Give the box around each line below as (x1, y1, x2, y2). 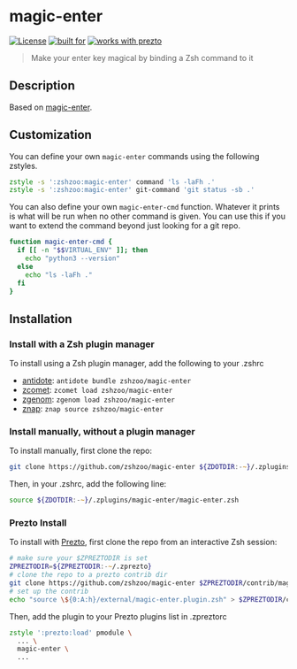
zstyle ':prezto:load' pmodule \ (9, 628, 133, 637)
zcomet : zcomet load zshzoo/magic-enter (21, 385, 173, 396)
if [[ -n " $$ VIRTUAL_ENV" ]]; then (17, 246, 148, 255)
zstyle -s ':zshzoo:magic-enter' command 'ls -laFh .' (9, 177, 216, 187)
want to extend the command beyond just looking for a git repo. (9, 220, 241, 231)
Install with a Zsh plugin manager (9, 338, 155, 350)
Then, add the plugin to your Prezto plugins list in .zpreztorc (9, 611, 227, 621)
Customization (9, 127, 93, 142)
